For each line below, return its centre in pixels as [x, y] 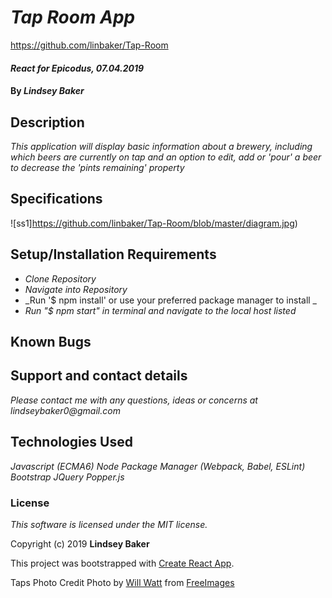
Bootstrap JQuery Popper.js [67, 477]
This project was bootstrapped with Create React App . [122, 563]
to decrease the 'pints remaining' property [97, 167]
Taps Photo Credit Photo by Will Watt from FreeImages [122, 582]
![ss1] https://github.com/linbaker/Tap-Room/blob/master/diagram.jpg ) [154, 223]
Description [47, 122]
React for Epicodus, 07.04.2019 [77, 68]
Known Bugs [51, 341]
